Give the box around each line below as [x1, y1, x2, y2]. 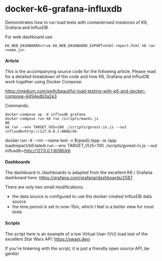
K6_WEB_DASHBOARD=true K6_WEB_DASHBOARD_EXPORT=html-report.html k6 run [5, 43, 155, 48]
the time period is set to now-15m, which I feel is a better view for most [12, 204, 154, 210]
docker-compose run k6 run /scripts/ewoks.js [5, 116, 98, 122]
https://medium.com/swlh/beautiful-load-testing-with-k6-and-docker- [5, 88, 146, 94]
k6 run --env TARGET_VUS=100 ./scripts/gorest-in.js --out [5, 125, 127, 130]
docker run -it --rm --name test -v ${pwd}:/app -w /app [5, 138, 117, 143]
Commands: [5, 103, 30, 108]
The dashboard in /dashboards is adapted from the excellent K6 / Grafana [5, 169, 153, 175]
